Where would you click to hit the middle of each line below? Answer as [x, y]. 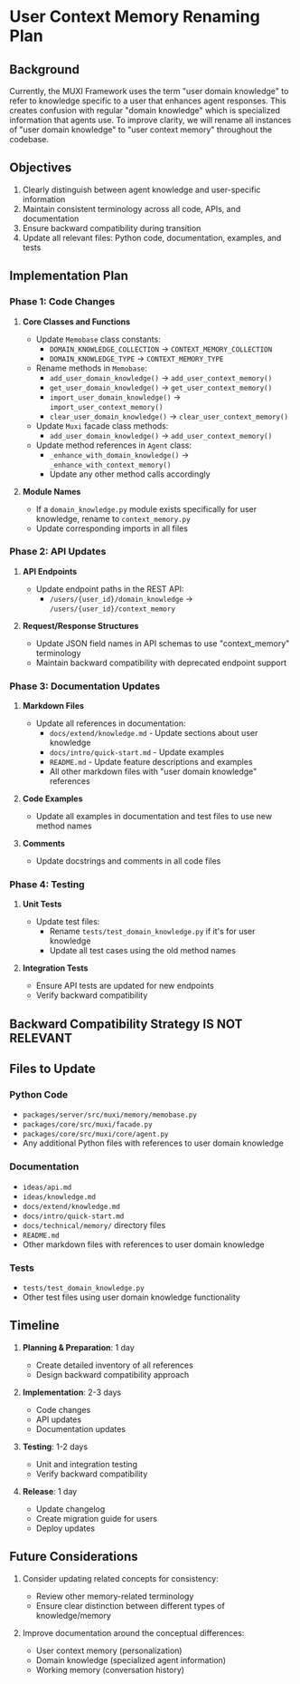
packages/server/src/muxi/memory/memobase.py [109, 1115]
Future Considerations [74, 1557]
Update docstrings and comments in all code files [128, 861]
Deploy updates [66, 1528]
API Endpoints [50, 571]
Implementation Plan [69, 276]
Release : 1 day [50, 1491]
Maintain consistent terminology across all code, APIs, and [131, 208]
